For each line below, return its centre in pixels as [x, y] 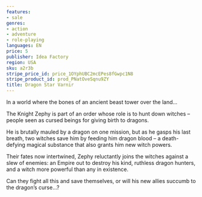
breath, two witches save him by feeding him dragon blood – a [84, 138]
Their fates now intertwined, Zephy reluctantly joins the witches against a [97, 157]
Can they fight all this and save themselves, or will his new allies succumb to [101, 181]
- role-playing [25, 40]
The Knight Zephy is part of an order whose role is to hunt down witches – [98, 114]
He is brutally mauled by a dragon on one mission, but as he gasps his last [99, 132]
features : [19, 12]
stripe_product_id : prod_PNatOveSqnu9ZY [58, 79]
